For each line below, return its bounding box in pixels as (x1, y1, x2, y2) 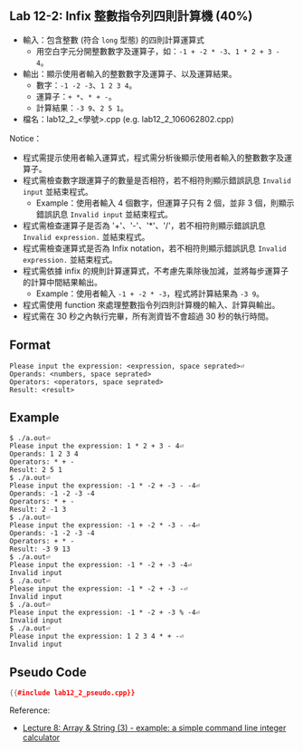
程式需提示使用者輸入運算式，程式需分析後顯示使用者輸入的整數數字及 (22, 152, 285, 163)
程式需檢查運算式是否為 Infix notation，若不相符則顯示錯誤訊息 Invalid (22, 243, 287, 254)
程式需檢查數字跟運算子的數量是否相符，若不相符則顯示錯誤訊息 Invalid (22, 175, 291, 186)
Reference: (9, 705, 51, 716)
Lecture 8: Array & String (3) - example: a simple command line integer (22, 723, 287, 734)
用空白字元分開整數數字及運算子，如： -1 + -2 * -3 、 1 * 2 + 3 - (35, 45, 280, 56)
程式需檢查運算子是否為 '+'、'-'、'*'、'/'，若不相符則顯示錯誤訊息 (22, 220, 267, 231)
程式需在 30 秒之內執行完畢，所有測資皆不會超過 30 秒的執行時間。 (22, 311, 274, 322)
